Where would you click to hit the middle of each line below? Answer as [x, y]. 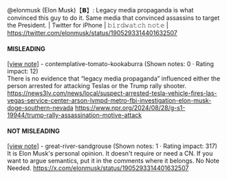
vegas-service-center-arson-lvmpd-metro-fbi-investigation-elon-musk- [109, 101]
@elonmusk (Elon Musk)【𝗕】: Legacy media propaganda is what [100, 10]
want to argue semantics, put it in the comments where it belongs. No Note [113, 161]
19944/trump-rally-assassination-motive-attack [75, 115]
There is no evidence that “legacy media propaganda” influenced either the [114, 78]
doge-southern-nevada [40, 108]
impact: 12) [23, 72]
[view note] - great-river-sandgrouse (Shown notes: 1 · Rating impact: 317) [112, 146]
